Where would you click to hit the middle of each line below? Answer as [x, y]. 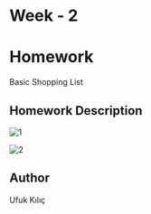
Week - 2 [44, 16]
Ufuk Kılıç [28, 200]
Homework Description [76, 111]
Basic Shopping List [46, 82]
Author [29, 178]
